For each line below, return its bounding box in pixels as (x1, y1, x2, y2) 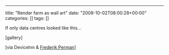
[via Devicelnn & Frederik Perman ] (5, 44, 76, 50)
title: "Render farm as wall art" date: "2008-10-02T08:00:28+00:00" (5, 10, 147, 15)
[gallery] (5, 34, 23, 40)
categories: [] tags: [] (5, 15, 49, 21)
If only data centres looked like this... (5, 25, 81, 30)
